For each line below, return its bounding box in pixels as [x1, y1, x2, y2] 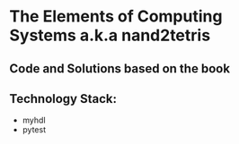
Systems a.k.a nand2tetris [9, 25, 211, 46]
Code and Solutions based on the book [9, 61, 231, 76]
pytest [22, 124, 47, 135]
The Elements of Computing [9, 6, 223, 27]
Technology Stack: [9, 91, 118, 106]
